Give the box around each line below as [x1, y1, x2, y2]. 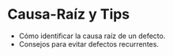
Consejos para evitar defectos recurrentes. [18, 39, 160, 48]
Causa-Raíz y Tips [7, 5, 130, 23]
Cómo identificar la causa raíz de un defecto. [18, 31, 166, 40]
